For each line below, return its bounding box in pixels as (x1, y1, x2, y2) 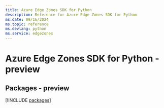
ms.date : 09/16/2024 (5, 17, 49, 22)
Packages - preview (5, 84, 70, 92)
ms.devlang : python (5, 26, 47, 31)
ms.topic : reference (5, 21, 49, 27)
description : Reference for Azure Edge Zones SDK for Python (5, 12, 138, 17)
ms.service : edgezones (5, 31, 53, 36)
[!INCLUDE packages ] (5, 97, 51, 103)
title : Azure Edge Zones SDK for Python (5, 7, 92, 13)
